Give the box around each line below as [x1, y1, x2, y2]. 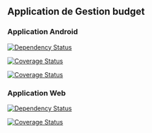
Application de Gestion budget [7, 6, 145, 18]
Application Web [7, 88, 66, 98]
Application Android [7, 27, 78, 37]
